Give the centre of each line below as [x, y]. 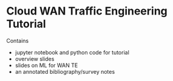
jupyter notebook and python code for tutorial [72, 52]
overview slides [35, 59]
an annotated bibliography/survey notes [65, 71]
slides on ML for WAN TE [46, 65]
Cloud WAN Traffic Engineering [87, 11]
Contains [18, 40]
